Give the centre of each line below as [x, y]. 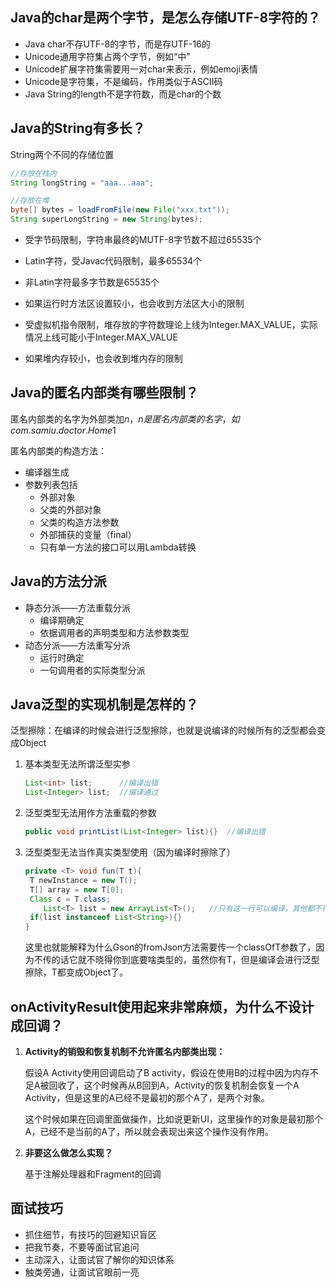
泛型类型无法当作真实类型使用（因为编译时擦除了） [130, 852]
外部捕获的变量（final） [88, 534]
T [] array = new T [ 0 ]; [77, 889]
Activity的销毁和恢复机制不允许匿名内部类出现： [125, 1051]
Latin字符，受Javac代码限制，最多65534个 [113, 261]
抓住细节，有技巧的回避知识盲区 [90, 1234]
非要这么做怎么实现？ [68, 1152]
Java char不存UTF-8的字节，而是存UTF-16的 [117, 44]
